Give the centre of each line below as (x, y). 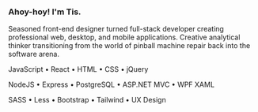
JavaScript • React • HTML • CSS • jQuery (78, 69)
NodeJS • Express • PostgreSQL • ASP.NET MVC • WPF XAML (112, 84)
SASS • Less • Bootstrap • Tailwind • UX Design (87, 100)
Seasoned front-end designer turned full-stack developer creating (116, 29)
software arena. (34, 54)
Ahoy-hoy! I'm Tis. (45, 12)
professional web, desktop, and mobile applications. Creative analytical (124, 37)
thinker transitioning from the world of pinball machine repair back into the (129, 46)
